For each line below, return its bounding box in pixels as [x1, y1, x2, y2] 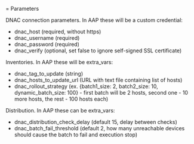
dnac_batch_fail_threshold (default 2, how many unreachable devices [14, 125, 185, 132]
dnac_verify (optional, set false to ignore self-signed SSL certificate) [14, 47, 182, 54]
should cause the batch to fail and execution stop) [14, 131, 138, 138]
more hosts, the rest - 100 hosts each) [14, 95, 109, 102]
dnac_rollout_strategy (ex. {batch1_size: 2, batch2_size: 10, [14, 83, 159, 90]
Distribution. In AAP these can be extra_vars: [5, 107, 115, 114]
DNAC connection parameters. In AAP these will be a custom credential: [5, 17, 183, 23]
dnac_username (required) [14, 35, 80, 41]
